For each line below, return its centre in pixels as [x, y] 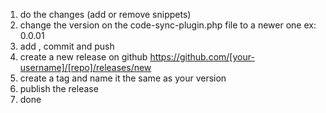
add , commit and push [67, 46]
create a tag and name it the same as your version [123, 78]
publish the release [59, 88]
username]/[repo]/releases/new [85, 67]
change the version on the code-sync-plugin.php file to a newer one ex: [168, 25]
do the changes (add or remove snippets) [105, 14]
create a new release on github [83, 57]
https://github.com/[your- [202, 57]
